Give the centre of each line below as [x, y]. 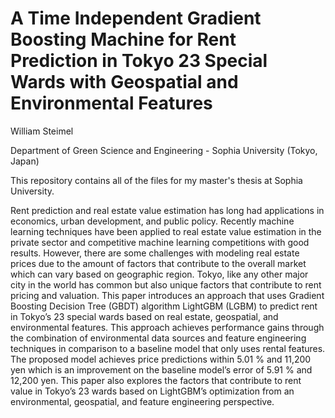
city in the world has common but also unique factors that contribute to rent [166, 284]
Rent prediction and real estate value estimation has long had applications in [167, 210]
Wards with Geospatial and [124, 82]
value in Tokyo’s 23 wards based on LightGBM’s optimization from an [152, 391]
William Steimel [42, 131]
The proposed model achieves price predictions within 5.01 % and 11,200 [161, 359]
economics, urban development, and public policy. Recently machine [152, 221]
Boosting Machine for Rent [123, 39]
